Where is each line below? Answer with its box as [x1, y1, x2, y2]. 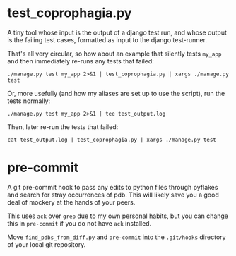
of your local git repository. [7, 240, 86, 248]
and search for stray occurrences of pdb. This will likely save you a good [7, 190, 219, 199]
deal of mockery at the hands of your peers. [7, 197, 136, 206]
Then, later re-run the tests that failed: [7, 122, 119, 131]
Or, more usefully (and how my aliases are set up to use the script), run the [7, 89, 225, 97]
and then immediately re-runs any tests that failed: [7, 56, 154, 65]
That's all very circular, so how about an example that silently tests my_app [7, 49, 222, 58]
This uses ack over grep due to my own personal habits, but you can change [7, 212, 228, 220]
